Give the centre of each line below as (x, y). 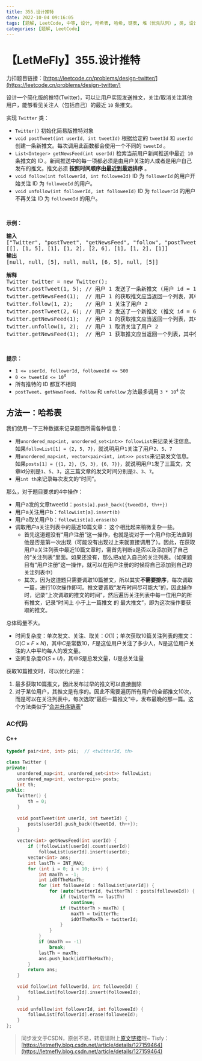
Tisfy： (160, 1038)
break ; (57, 947)
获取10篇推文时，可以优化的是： (46, 671)
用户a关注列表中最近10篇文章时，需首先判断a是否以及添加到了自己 (106, 550)
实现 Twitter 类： (28, 118)
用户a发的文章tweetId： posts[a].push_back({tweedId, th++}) (91, 504)
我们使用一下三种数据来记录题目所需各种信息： (64, 428)
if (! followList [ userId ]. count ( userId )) (79, 846)
